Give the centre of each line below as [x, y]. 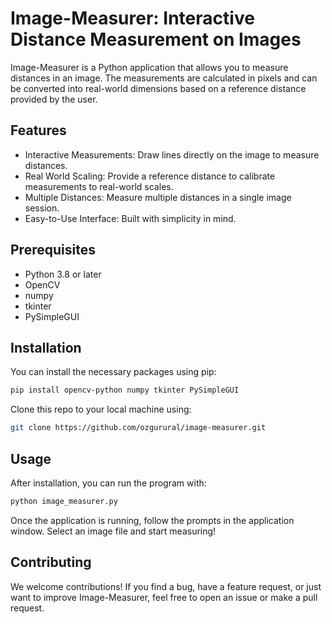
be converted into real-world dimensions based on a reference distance [158, 88]
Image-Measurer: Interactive [132, 18]
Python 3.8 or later [63, 274]
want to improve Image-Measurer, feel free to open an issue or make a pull [164, 597]
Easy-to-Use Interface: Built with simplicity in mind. [130, 218]
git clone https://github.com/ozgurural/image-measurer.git [138, 428]
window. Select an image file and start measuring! [113, 531]
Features [38, 130]
